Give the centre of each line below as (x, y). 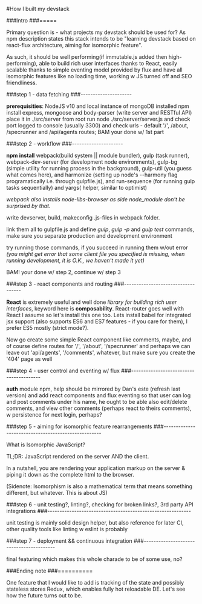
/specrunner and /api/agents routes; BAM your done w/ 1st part (85, 132)
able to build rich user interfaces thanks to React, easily (108, 63)
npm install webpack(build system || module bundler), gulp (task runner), (98, 155)
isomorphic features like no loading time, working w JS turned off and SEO (99, 76)
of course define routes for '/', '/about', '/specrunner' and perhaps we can (98, 346)
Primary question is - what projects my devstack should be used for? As (96, 32)
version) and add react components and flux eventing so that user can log (99, 395)
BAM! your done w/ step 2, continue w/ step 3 (64, 272)
